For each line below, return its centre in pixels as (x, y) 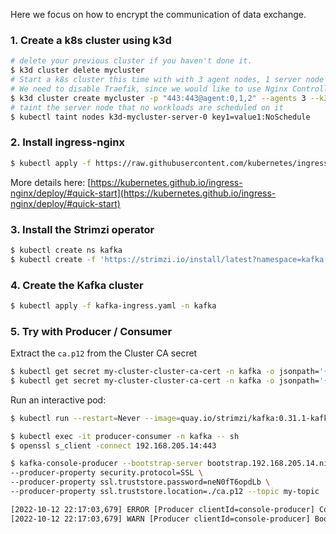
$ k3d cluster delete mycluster (77, 70)
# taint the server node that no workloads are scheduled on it (147, 107)
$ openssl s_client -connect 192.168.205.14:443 (113, 445)
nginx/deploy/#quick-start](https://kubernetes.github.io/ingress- (143, 193)
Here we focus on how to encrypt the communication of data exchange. (158, 14)
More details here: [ (51, 182)
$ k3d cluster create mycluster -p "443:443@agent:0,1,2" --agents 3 (158, 98)
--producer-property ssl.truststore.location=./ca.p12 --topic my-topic (165, 492)
